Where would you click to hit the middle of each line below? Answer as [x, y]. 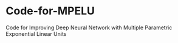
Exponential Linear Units [36, 33]
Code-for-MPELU [50, 11]
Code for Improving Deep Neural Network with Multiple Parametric [89, 27]
